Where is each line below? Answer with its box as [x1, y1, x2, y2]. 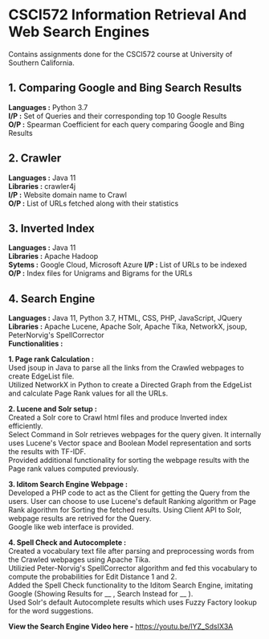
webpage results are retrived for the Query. [8, 514, 152, 523]
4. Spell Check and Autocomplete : [8, 538, 127, 547]
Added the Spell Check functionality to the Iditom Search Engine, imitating [8, 580, 254, 590]
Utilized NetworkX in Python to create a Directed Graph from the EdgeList [8, 380, 252, 390]
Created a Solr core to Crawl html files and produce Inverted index [8, 412, 228, 423]
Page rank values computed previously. [8, 464, 139, 473]
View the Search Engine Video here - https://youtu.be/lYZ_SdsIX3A [8, 621, 234, 632]
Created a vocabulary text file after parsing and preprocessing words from [8, 547, 255, 556]
